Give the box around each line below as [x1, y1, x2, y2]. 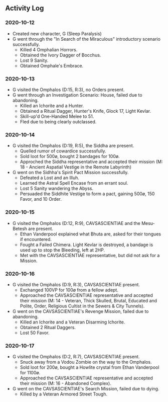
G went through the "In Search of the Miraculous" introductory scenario [12, 36, 160, 42]
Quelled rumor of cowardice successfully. [20, 148, 106, 154]
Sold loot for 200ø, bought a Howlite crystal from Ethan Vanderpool [20, 364, 159, 370]
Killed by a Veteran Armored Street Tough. [20, 391, 108, 397]
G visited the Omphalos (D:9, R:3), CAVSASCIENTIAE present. [12, 281, 140, 287]
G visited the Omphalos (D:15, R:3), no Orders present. [12, 87, 125, 93]
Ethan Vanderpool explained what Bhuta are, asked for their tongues [20, 231, 161, 237]
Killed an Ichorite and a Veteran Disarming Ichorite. [20, 319, 125, 325]
